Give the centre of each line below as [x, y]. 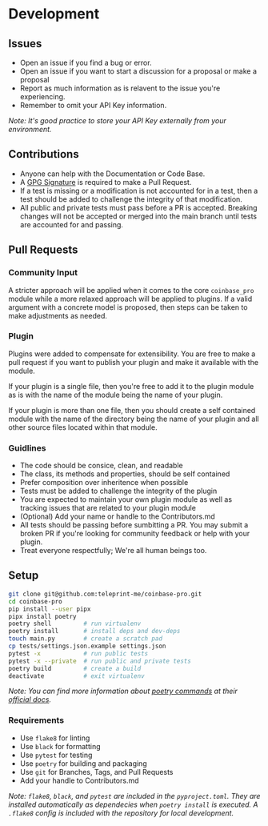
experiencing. [42, 96]
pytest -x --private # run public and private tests [100, 661]
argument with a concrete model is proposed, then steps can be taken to [128, 307]
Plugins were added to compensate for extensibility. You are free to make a [132, 354]
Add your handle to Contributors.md [79, 780]
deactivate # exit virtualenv [77, 676]
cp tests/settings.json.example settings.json [87, 646]
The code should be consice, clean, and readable [101, 466]
